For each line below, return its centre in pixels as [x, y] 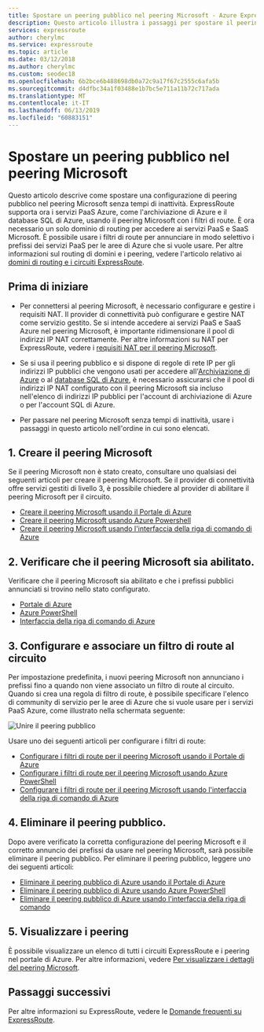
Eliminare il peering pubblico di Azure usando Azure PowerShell [123, 890]
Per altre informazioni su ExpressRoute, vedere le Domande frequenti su [125, 1011]
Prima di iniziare [48, 287]
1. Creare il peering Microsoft [81, 453]
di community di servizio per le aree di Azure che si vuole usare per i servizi [131, 702]
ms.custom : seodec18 [42, 74]
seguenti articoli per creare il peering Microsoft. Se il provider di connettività [132, 480]
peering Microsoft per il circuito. [60, 497]
